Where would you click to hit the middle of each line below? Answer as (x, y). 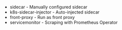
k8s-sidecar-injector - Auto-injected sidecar (55, 12)
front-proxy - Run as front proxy (42, 17)
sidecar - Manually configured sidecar (48, 7)
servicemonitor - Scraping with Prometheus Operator (64, 22)
